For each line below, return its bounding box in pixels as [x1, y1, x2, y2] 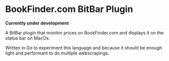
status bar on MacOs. [5, 35, 50, 41]
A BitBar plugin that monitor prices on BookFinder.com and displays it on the [5, 29, 164, 35]
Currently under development [5, 20, 69, 26]
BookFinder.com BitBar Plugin [5, 3, 133, 15]
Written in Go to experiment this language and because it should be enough [5, 44, 162, 50]
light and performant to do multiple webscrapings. [5, 50, 109, 56]
